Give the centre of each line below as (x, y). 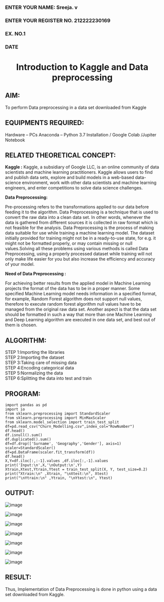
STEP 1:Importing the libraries (35, 352)
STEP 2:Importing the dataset (35, 358)
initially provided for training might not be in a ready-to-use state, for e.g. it (81, 238)
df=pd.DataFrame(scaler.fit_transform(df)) (50, 452)
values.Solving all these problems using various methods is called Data (77, 249)
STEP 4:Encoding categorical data (40, 368)
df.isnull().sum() (24, 435)
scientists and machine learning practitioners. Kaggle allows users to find (79, 172)
